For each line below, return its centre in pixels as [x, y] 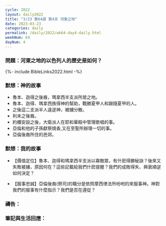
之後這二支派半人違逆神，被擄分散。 [50, 110]
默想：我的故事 [23, 149]
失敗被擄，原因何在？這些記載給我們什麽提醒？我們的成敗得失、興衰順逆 [86, 167]
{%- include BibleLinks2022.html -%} [44, 72]
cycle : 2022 [17, 10]
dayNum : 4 [15, 42]
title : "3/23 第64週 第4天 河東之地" [41, 19]
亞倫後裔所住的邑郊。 [34, 134]
